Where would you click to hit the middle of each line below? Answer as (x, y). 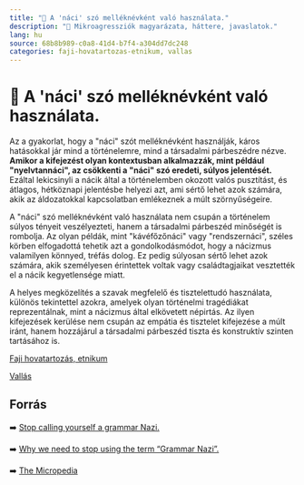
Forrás (28, 404)
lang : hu (26, 35)
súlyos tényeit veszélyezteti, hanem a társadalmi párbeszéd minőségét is (146, 227)
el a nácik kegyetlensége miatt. (67, 275)
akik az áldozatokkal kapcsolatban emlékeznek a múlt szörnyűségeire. (141, 199)
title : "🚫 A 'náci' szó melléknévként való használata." (119, 18)
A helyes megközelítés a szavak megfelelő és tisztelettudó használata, (141, 293)
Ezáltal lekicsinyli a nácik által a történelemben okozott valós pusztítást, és (148, 180)
